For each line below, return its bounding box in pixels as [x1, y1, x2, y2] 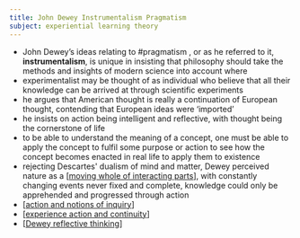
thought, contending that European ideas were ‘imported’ [22, 103, 234, 114]
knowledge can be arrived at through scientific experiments [22, 84, 244, 95]
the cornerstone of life [22, 122, 106, 133]
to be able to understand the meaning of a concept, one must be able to [22, 132, 289, 143]
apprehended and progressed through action [22, 190, 190, 200]
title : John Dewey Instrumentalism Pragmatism [9, 13, 187, 22]
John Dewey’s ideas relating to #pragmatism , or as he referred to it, [22, 46, 275, 57]
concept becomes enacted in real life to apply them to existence [22, 151, 260, 162]
